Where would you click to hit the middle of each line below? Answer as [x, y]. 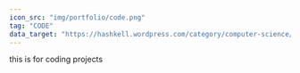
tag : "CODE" [31, 26]
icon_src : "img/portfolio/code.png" [77, 17]
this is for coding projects [56, 60]
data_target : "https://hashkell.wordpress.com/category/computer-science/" [153, 34]
